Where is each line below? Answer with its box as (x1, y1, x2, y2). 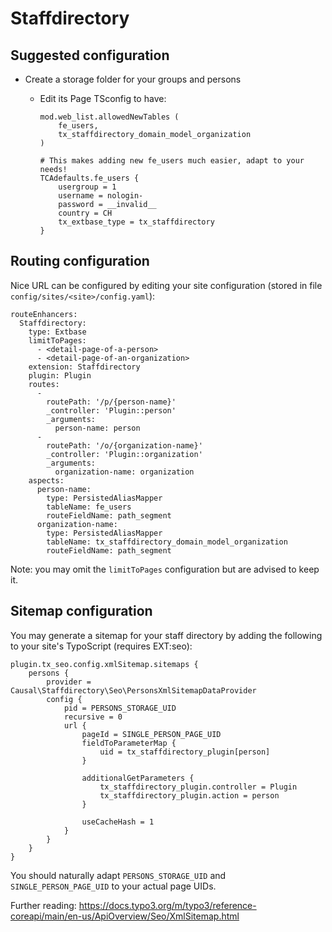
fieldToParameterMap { (81, 738, 177, 748)
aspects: (28, 475, 65, 486)
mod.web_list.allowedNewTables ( (39, 112, 180, 122)
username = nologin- (58, 191, 144, 201)
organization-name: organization (54, 467, 195, 477)
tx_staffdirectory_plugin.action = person (99, 790, 280, 801)
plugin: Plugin (28, 370, 92, 381)
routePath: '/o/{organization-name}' (46, 440, 203, 451)
